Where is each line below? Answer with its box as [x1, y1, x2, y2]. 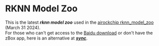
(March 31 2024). [5, 24, 41, 30]
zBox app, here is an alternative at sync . [5, 35, 88, 41]
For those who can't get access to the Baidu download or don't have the [5, 30, 153, 36]
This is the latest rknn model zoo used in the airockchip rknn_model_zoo [5, 19, 154, 25]
